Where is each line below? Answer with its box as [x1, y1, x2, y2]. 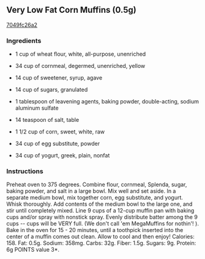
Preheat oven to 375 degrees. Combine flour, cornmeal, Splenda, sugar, [6, 181, 187, 189]
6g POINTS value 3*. [6, 246, 60, 253]
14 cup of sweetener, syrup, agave [15, 74, 103, 81]
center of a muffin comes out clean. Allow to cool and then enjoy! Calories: [6, 233, 195, 241]
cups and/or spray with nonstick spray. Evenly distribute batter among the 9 [6, 214, 198, 221]
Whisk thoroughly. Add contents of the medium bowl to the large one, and [6, 200, 193, 208]
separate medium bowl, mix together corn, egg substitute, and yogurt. [6, 194, 184, 201]
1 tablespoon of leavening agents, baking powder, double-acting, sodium [15, 98, 199, 105]
